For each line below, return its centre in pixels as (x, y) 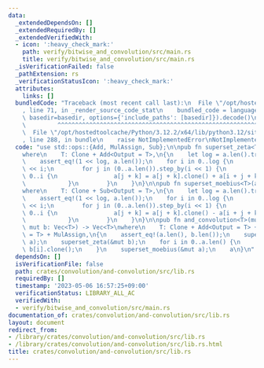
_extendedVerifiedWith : (54, 37)
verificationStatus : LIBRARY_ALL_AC (75, 293)
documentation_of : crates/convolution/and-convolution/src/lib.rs (119, 315)
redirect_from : (33, 330)
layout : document (37, 322)
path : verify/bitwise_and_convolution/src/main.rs (107, 52)
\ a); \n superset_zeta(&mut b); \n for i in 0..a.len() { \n (132, 242)
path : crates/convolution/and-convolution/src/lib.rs (105, 271)
